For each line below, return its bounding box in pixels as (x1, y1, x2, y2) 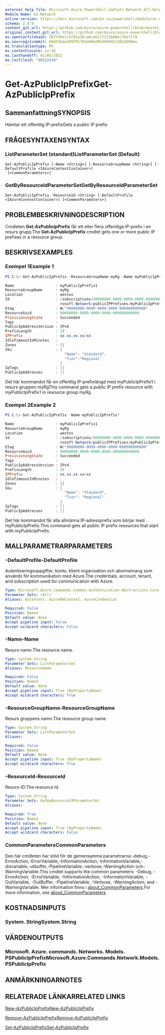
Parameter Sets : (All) (5, 592, 52, 597)
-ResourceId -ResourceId (5, 773, 65, 780)
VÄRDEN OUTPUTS (5, 934, 64, 942)
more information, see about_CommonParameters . (5, 889, 107, 895)
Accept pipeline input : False (5, 620, 67, 624)
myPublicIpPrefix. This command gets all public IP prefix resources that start (5, 522, 159, 529)
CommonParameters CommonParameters (5, 842, 107, 849)
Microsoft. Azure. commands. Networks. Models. (5, 948, 125, 955)
